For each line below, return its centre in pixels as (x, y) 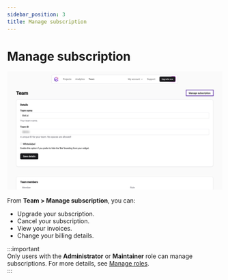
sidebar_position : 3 (37, 14)
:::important (23, 249)
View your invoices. (45, 229)
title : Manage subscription (47, 22)
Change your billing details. (55, 236)
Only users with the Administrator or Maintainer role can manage (100, 256)
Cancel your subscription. (53, 221)
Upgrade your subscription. (56, 214)
